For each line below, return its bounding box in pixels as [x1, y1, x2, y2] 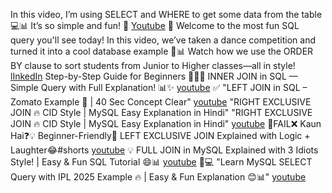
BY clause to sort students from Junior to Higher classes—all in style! [10, 60, 296, 71]
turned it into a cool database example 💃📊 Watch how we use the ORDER [10, 45, 314, 57]
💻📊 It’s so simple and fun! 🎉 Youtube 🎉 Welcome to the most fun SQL [10, 20, 300, 31]
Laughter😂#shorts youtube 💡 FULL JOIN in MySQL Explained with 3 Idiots [10, 144, 319, 156]
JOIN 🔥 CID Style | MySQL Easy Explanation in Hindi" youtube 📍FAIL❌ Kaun [10, 118, 322, 129]
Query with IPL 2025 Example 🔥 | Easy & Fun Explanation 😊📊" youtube [10, 171, 307, 183]
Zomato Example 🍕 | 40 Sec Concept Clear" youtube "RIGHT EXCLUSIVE [10, 96, 312, 108]
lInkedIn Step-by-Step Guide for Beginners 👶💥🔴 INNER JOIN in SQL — [10, 70, 298, 82]
